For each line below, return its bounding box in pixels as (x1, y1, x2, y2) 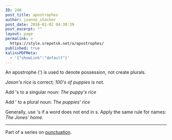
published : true (5, 46, 40, 51)
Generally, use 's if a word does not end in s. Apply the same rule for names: (5, 109, 166, 115)
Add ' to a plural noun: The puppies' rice (5, 99, 91, 105)
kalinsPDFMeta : (5, 50, 38, 55)
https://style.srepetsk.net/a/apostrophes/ (10, 41, 104, 46)
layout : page (5, 31, 33, 36)
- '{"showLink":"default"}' (10, 55, 70, 61)
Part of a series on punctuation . (5, 129, 72, 135)
